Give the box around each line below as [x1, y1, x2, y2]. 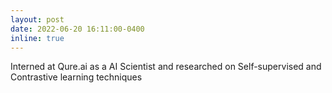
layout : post [10, 14, 65, 25]
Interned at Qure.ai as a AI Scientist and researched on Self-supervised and [10, 61, 322, 73]
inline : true [10, 33, 65, 43]
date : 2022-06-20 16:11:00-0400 [10, 24, 145, 34]
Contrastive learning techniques [10, 71, 143, 83]
